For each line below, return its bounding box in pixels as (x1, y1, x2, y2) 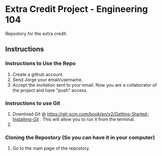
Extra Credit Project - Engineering (5, 3, 148, 15)
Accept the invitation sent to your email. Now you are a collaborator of (12, 82, 157, 88)
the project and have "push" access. (12, 87, 88, 93)
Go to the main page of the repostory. (12, 146, 90, 152)
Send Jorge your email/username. (12, 76, 83, 83)
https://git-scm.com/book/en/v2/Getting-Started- (46, 111, 149, 117)
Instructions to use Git (5, 100, 60, 107)
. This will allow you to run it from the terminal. (39, 116, 135, 122)
